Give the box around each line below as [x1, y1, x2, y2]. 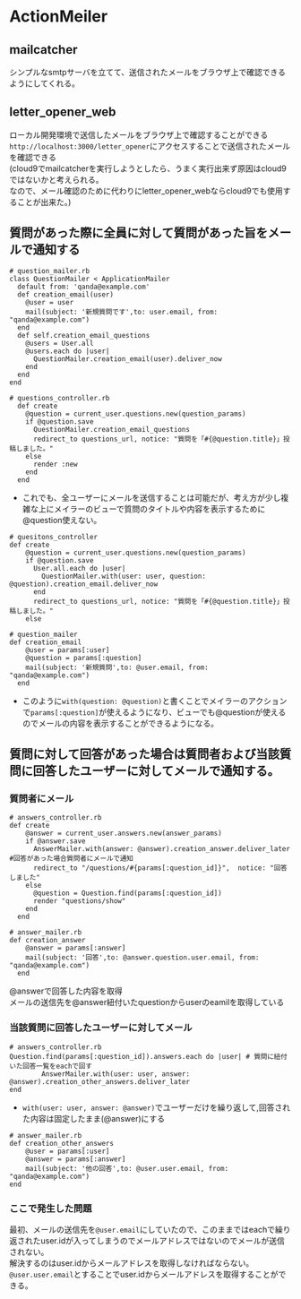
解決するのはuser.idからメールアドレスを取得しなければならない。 [9, 1257, 254, 1269]
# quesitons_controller [9, 532, 99, 541]
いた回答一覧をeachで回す [9, 1062, 92, 1071]
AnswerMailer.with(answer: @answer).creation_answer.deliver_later [32, 845, 291, 854]
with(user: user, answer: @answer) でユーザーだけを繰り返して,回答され [21, 1102, 291, 1113]
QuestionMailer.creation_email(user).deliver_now [32, 354, 222, 364]
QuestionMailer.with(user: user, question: [41, 572, 206, 581]
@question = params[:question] [25, 653, 142, 662]
